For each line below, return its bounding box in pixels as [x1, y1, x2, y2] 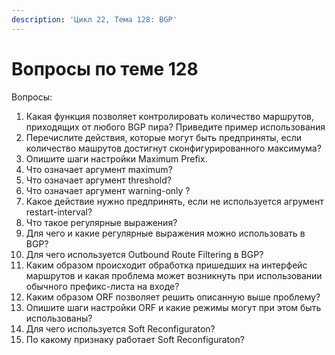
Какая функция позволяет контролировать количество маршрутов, [25, 110, 314, 122]
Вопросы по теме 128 [11, 57, 199, 80]
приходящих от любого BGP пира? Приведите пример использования [25, 121, 326, 133]
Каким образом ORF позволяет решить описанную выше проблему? [25, 291, 321, 303]
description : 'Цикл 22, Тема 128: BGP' [11, 14, 178, 25]
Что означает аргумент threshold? [25, 174, 172, 186]
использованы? [25, 312, 93, 324]
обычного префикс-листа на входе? [25, 280, 180, 292]
